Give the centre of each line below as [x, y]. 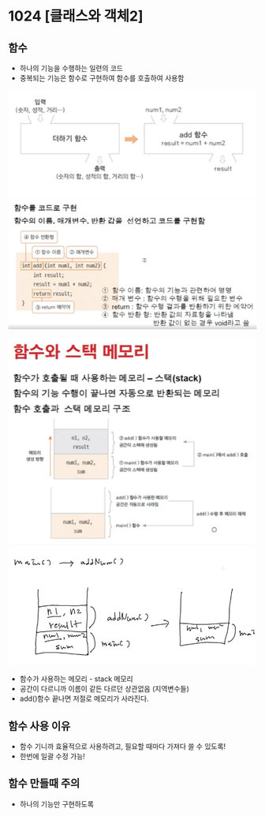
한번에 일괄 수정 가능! [52, 756]
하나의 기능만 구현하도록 [57, 804]
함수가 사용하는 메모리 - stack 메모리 [76, 679]
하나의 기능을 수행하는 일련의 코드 [71, 68]
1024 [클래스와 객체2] [76, 16]
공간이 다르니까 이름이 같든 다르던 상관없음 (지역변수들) [104, 689]
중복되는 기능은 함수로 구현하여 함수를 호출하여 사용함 [102, 78]
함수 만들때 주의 [44, 783]
